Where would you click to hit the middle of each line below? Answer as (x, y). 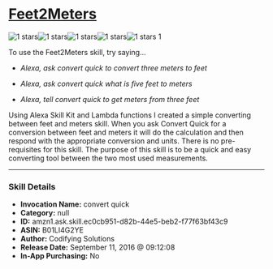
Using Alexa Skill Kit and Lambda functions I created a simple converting (130, 115)
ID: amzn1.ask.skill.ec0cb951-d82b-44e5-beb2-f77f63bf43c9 (124, 222)
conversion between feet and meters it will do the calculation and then (126, 132)
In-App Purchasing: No (60, 256)
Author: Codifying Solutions (67, 239)
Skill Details (32, 186)
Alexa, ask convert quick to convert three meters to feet (113, 68)
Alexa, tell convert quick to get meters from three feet (110, 99)
